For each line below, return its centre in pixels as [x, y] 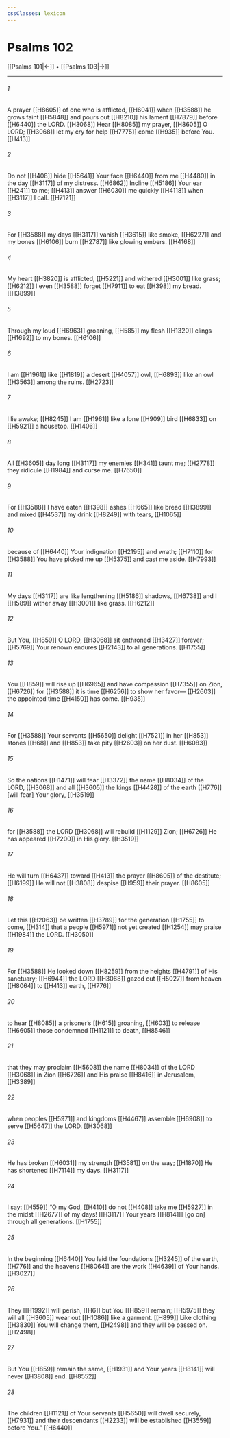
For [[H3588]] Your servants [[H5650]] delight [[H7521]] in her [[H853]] [108, 736]
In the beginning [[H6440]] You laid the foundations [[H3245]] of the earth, [113, 1258]
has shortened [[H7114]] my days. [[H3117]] [68, 1171]
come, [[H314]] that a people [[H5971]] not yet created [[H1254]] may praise [114, 927]
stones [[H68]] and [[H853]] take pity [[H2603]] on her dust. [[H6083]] [107, 743]
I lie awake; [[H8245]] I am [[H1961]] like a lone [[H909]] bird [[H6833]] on [112, 418]
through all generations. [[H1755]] [55, 1222]
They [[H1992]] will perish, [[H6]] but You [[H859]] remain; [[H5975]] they [111, 1310]
